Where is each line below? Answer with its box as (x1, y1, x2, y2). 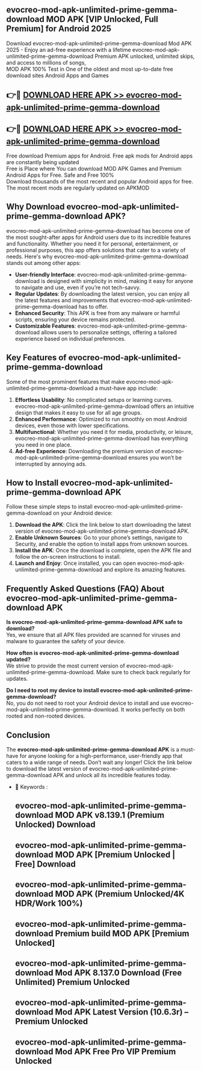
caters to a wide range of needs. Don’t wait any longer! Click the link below (6, 759, 193, 766)
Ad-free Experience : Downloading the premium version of (14, 447, 161, 454)
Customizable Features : (14, 322, 76, 330)
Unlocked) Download (14, 820, 96, 830)
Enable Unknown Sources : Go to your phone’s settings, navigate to (14, 534, 182, 541)
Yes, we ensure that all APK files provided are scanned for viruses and (6, 631, 181, 638)
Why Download (6, 202, 65, 212)
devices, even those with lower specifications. (14, 422, 130, 429)
